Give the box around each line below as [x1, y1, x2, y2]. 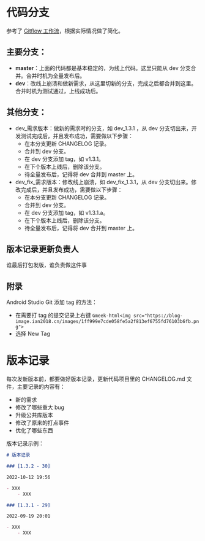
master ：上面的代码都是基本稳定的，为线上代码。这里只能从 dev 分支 [15, 64, 191, 71]
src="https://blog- [133, 313, 183, 319]
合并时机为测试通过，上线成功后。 [15, 87, 102, 95]
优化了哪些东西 [15, 427, 53, 434]
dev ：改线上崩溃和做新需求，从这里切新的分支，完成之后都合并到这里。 [15, 79, 197, 87]
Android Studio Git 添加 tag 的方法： [6, 298, 98, 306]
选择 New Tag [15, 330, 51, 338]
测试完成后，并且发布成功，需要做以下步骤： [20, 132, 133, 139]
